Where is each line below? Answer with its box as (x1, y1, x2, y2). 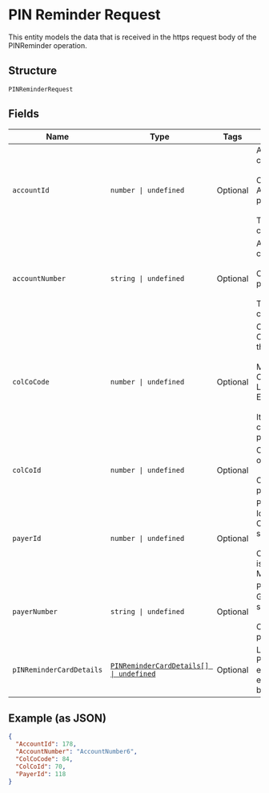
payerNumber (12, 607, 58, 616)
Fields (8, 107, 40, 121)
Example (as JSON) (8, 711, 106, 725)
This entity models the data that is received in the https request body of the (8, 32, 257, 42)
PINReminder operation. (8, 40, 88, 50)
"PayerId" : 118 (15, 770, 66, 778)
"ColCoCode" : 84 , (15, 755, 74, 763)
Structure (8, 64, 58, 78)
